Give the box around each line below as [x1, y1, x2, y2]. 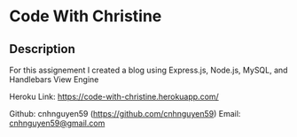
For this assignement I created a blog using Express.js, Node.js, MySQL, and [9, 65, 288, 75]
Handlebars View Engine [9, 74, 99, 85]
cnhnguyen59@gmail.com [9, 118, 106, 128]
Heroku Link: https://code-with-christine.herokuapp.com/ [9, 91, 219, 102]
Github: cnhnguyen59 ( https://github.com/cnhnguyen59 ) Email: [9, 109, 241, 118]
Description [9, 42, 75, 57]
